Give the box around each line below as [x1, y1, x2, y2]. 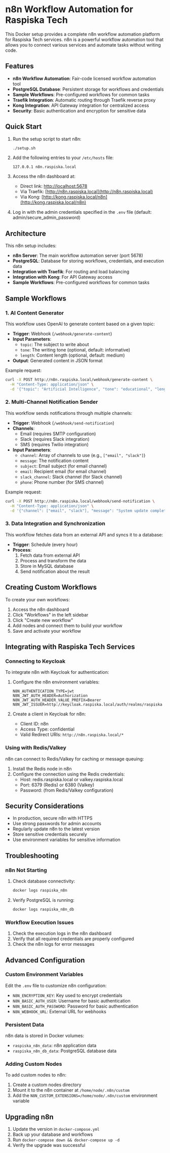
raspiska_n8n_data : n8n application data [12, 1043, 97, 1049]
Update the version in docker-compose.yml [12, 1126, 100, 1132]
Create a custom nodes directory [12, 1082, 82, 1088]
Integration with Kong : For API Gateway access [12, 274, 113, 280]
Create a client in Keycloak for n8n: [12, 711, 86, 717]
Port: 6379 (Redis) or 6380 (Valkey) [20, 782, 95, 788]
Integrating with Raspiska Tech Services [5, 642, 135, 651]
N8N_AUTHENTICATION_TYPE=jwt [12, 689, 74, 694]
